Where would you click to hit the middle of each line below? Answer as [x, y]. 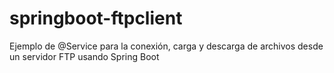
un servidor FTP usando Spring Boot [84, 56]
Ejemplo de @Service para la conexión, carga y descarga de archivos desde [166, 46]
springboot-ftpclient [96, 18]
